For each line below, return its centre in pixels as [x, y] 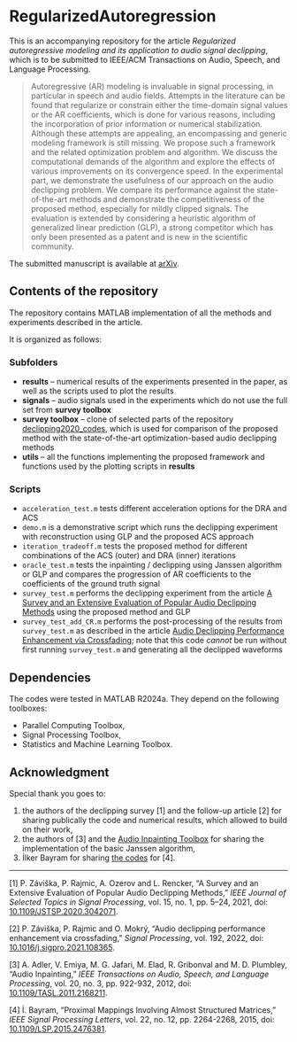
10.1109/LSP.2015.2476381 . [58, 1029]
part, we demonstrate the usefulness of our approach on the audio [152, 180]
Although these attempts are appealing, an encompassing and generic [159, 133]
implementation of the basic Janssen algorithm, [109, 848]
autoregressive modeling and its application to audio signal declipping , [138, 50]
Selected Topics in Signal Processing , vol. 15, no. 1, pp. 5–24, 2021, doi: [138, 902]
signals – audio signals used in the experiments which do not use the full [155, 400]
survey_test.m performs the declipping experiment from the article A [147, 593]
